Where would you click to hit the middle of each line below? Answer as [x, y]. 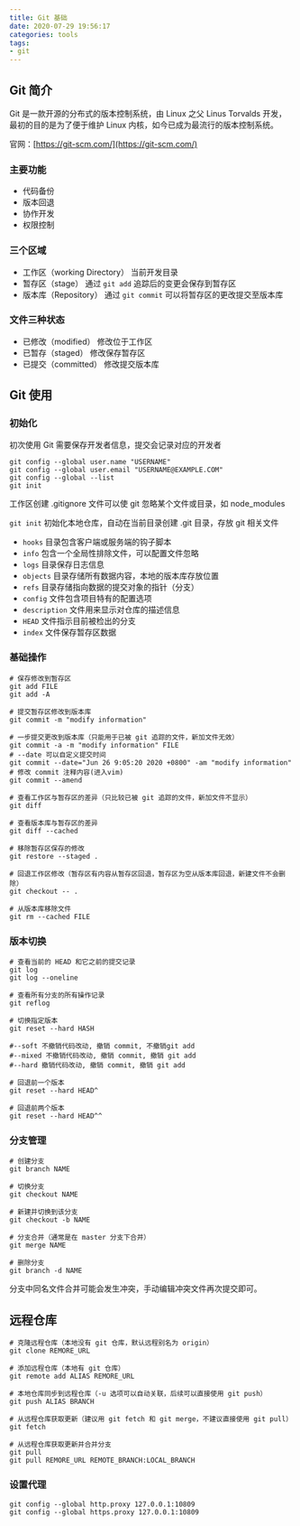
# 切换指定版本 [34, 1021]
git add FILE [34, 686]
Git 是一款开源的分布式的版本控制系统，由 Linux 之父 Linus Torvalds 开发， [148, 113]
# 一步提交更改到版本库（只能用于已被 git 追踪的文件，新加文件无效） [124, 737]
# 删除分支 [27, 1263]
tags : [19, 43]
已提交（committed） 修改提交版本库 [91, 364]
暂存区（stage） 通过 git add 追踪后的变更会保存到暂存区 [129, 283]
